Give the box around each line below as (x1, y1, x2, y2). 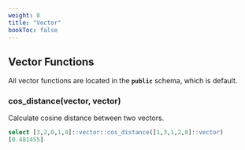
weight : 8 (8, 11, 41, 20)
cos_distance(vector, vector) (8, 96, 121, 107)
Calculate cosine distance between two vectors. (8, 113, 165, 123)
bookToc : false (8, 26, 58, 34)
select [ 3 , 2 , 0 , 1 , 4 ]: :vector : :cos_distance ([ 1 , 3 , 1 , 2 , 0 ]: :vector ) (8, 129, 225, 137)
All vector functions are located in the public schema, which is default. (8, 76, 238, 86)
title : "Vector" (8, 19, 61, 27)
